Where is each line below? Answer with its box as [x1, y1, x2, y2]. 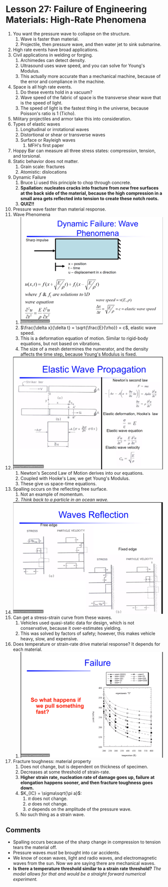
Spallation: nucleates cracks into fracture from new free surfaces [20, 185, 159, 191]
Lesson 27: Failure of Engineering [5, 4, 147, 15]
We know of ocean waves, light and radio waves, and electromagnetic [12, 855, 157, 861]
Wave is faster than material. [20, 36, 79, 42]
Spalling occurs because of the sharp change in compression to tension [12, 839, 161, 845]
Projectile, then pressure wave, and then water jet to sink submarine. [20, 41, 162, 47]
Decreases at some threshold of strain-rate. [20, 769, 110, 775]
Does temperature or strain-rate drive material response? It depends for [12, 641, 161, 647]
